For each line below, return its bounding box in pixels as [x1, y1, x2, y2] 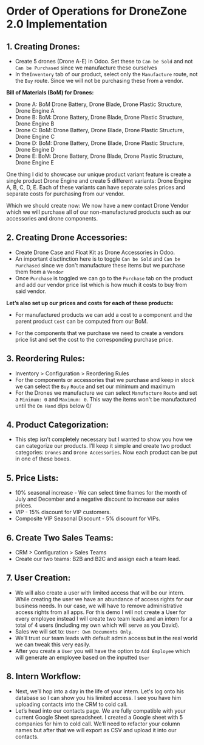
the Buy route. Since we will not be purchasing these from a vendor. [15, 77, 184, 84]
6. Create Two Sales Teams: [6, 532, 114, 543]
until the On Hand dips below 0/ [15, 402, 92, 409]
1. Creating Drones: [6, 41, 81, 52]
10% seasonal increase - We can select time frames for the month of [15, 489, 187, 496]
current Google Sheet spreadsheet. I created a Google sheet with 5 [15, 713, 183, 721]
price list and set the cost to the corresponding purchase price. [15, 336, 174, 343]
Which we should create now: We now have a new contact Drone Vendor [6, 202, 189, 209]
